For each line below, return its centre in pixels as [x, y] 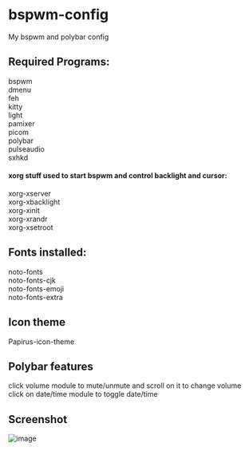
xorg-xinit [24, 210]
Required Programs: [59, 62]
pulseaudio [27, 148]
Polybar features [51, 366]
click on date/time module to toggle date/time [83, 394]
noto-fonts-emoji [36, 288]
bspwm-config [59, 15]
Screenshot [38, 419]
